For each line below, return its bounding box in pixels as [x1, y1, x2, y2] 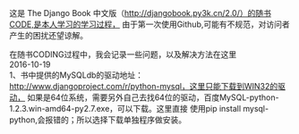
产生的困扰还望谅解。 [9, 30, 88, 40]
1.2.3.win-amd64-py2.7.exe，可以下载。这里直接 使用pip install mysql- [9, 104, 269, 113]
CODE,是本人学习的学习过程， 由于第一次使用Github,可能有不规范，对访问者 [9, 19, 290, 29]
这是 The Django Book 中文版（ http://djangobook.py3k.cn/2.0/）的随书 [9, 8, 271, 18]
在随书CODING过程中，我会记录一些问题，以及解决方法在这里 [9, 49, 237, 60]
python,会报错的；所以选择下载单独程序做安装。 [9, 114, 186, 125]
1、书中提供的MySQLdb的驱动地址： [9, 70, 144, 80]
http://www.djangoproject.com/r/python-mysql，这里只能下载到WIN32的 [9, 81, 278, 91]
